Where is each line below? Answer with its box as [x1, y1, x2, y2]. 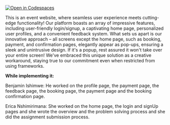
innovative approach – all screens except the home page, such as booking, [5, 36, 162, 42]
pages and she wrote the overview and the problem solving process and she [5, 109, 165, 114]
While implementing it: [5, 73, 54, 78]
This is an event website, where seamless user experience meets [5, 15, 142, 20]
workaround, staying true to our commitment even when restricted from [5, 58, 155, 63]
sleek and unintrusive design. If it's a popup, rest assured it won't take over [5, 47, 162, 53]
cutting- [142, 15, 159, 20]
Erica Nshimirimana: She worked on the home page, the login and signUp [5, 103, 159, 109]
